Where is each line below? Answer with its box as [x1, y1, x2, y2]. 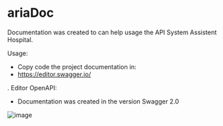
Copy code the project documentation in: [17, 62, 137, 71]
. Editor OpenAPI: [7, 83, 58, 92]
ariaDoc [7, 5, 54, 21]
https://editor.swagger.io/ [17, 70, 91, 78]
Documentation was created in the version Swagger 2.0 [17, 97, 179, 106]
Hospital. [7, 35, 34, 43]
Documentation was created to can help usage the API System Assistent [7, 28, 217, 36]
